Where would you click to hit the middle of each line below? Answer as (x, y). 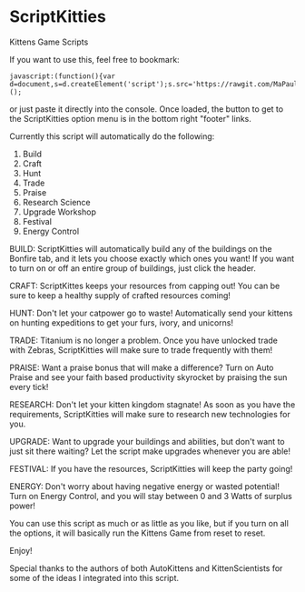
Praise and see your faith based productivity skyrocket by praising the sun (148, 377)
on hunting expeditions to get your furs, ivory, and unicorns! (122, 322)
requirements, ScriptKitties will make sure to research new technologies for (150, 414)
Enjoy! (21, 550)
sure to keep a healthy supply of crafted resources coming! (120, 295)
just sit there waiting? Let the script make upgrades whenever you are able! (150, 451)
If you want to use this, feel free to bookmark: (94, 59)
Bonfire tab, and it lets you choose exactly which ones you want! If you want (152, 258)
